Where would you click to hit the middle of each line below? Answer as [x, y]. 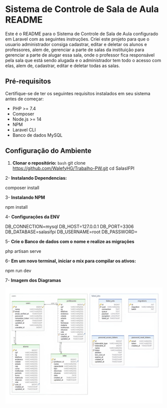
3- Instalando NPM [25, 197]
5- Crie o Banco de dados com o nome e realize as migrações [70, 241]
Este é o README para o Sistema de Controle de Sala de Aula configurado [82, 34]
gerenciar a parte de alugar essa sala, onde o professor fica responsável [80, 55]
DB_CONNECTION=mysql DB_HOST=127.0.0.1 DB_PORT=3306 [69, 226]
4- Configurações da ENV [32, 217]
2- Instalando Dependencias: [36, 178]
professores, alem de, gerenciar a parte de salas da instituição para [75, 50]
